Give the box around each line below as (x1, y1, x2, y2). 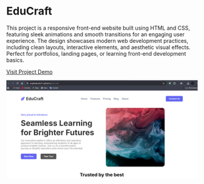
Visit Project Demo (6, 68, 53, 75)
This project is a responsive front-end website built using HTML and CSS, (6, 24, 190, 31)
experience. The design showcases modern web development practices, (6, 37, 189, 44)
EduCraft (6, 4, 53, 18)
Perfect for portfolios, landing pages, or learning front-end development (6, 50, 186, 57)
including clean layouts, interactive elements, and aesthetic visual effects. (6, 44, 191, 51)
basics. (6, 56, 24, 64)
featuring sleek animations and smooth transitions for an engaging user (6, 30, 185, 38)
